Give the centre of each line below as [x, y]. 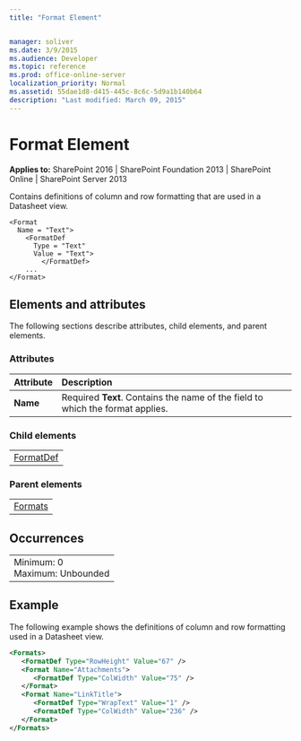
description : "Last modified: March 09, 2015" [98, 100]
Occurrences [47, 538]
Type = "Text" [60, 246]
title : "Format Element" [56, 17]
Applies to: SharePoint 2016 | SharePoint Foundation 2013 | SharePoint [140, 169]
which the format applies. [115, 408]
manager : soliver [42, 41]
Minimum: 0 [39, 562]
